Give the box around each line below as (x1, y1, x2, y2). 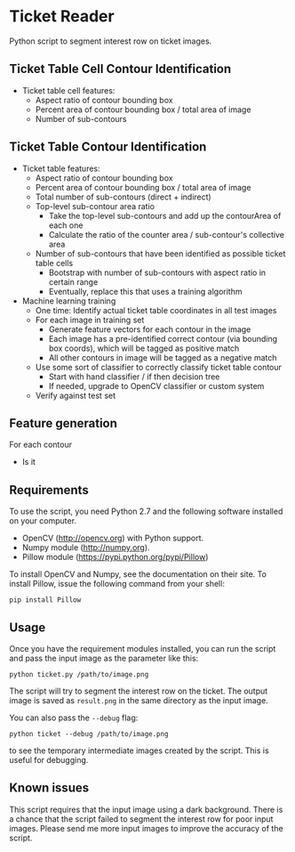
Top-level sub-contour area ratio (35, 200, 155, 211)
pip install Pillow (9, 596, 82, 605)
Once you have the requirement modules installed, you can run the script (9, 644, 276, 653)
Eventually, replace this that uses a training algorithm (48, 286, 243, 296)
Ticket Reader (9, 6, 115, 27)
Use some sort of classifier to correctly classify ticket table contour (35, 361, 283, 372)
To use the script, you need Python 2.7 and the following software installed (9, 506, 283, 517)
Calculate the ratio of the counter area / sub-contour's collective (48, 229, 284, 239)
